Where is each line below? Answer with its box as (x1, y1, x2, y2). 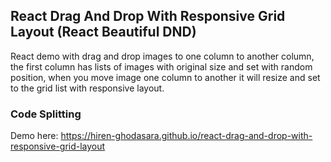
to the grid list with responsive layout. (10, 82, 165, 94)
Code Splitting (10, 107, 82, 121)
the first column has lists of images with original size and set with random (10, 60, 313, 73)
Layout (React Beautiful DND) (10, 24, 197, 41)
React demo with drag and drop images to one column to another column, (10, 50, 315, 62)
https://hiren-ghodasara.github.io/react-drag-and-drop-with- (60, 130, 313, 142)
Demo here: (10, 130, 59, 142)
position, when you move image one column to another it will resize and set (10, 71, 321, 83)
